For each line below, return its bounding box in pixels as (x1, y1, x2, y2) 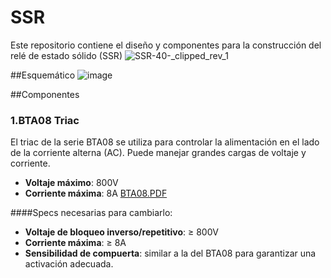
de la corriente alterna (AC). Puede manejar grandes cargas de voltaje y (10, 147, 307, 159)
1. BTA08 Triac (10, 113, 80, 127)
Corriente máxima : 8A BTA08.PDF (24, 187, 168, 200)
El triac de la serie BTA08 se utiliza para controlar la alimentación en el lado (10, 136, 320, 148)
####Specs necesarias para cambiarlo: (10, 207, 173, 219)
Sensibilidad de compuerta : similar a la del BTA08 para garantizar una (24, 247, 317, 260)
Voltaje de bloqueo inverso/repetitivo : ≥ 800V (24, 226, 219, 238)
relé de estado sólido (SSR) (10, 49, 123, 61)
